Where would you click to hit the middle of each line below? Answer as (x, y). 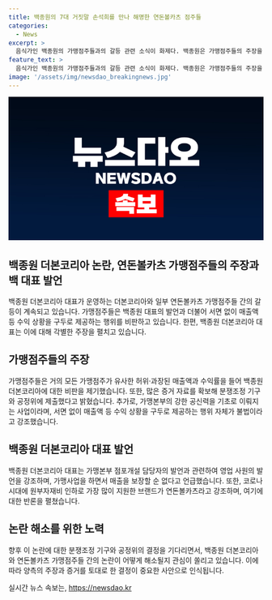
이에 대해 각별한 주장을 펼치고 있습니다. (85, 332)
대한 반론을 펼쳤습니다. (44, 501)
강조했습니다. (38, 421)
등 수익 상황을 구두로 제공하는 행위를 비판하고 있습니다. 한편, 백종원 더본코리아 (132, 322)
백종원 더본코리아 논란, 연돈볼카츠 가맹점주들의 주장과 (134, 265)
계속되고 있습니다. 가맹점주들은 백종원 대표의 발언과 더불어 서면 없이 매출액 (141, 311)
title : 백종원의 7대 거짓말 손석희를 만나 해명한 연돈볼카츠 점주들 (105, 17)
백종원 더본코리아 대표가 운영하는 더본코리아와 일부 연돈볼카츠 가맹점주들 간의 (131, 302)
